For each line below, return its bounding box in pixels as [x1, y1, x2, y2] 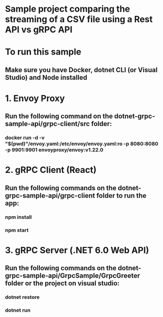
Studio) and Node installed [5, 73, 88, 81]
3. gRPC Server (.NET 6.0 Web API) [5, 244, 149, 256]
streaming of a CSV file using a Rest [5, 14, 153, 25]
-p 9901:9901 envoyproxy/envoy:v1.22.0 [5, 147, 104, 153]
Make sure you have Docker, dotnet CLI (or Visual [5, 66, 158, 74]
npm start [5, 226, 29, 233]
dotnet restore [5, 294, 40, 300]
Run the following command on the [5, 112, 113, 120]
